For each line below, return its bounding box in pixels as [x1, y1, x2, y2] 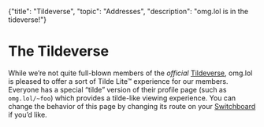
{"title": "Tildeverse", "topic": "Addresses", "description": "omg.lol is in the [8, 7, 249, 16]
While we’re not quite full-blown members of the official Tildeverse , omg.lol [8, 68, 253, 78]
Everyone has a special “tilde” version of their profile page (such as [8, 85, 227, 94]
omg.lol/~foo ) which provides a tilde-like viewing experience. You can [8, 93, 236, 103]
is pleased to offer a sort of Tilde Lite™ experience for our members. [8, 76, 229, 85]
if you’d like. [8, 110, 47, 119]
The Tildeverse [8, 42, 109, 60]
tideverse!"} [8, 15, 47, 24]
